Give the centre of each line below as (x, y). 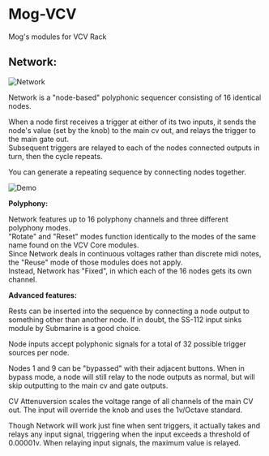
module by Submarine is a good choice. (75, 328)
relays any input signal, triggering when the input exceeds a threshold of (129, 434)
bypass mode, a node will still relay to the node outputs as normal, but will (132, 376)
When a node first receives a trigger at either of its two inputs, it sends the (132, 122)
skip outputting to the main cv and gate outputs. (88, 385)
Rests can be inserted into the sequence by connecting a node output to (129, 311)
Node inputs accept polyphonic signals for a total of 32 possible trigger (128, 344)
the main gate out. (38, 139)
